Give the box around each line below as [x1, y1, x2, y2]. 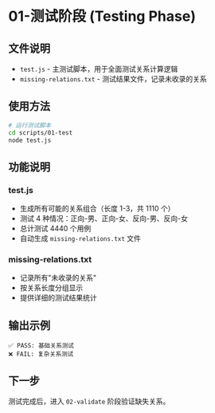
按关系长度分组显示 [19, 283, 84, 293]
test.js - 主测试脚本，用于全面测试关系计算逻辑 [19, 65, 178, 73]
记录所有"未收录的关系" [19, 273, 97, 283]
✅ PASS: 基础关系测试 [8, 342, 74, 350]
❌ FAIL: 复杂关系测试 [8, 350, 74, 359]
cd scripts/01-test [8, 128, 73, 136]
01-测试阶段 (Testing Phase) [8, 7, 197, 26]
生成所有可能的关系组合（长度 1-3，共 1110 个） [19, 204, 175, 214]
